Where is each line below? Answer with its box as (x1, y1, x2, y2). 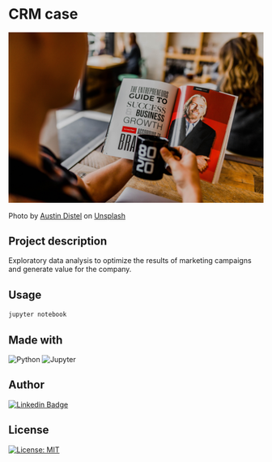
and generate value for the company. (8, 265, 132, 274)
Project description (8, 235, 108, 248)
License (8, 423, 49, 437)
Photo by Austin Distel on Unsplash (8, 210, 126, 220)
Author (8, 378, 45, 392)
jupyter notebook (8, 310, 67, 319)
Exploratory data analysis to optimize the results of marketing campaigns (8, 256, 253, 266)
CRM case (8, 5, 79, 24)
